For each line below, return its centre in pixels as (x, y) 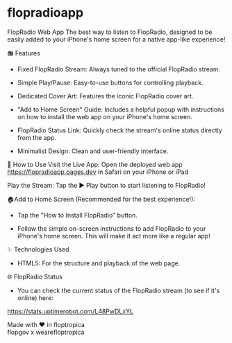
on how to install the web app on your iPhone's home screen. (105, 116)
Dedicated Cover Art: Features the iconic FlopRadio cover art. (105, 96)
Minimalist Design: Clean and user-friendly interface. (93, 151)
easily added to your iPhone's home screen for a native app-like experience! (116, 39)
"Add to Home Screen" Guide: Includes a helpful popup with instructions (121, 109)
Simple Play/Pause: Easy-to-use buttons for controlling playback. (110, 82)
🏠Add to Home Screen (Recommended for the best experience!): (101, 199)
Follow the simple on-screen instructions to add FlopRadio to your (111, 228)
